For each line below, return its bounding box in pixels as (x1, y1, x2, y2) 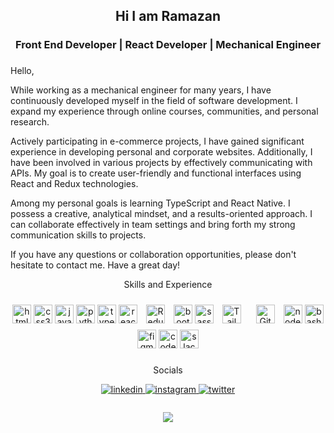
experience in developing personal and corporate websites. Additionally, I (10, 146, 313, 158)
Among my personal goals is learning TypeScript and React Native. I (10, 197, 291, 209)
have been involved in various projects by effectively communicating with (10, 157, 313, 169)
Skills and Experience (123, 279, 213, 291)
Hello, (10, 65, 35, 77)
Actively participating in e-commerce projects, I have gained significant (10, 135, 305, 148)
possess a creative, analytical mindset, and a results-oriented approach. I (10, 208, 313, 220)
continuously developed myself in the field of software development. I (10, 95, 298, 107)
